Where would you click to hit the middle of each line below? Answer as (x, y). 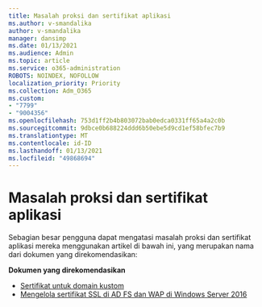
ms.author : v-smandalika (50, 23)
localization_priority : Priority (64, 83)
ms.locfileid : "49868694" (52, 158)
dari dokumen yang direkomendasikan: (73, 255)
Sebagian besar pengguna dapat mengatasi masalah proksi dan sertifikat (130, 238)
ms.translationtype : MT (48, 135)
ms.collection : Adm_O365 (50, 91)
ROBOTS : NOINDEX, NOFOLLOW (54, 76)
